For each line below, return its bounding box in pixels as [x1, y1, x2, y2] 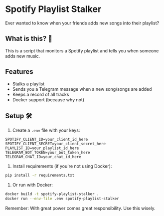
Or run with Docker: [12, 182, 53, 188]
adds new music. [5, 53, 40, 59]
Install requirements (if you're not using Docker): [12, 163, 112, 169]
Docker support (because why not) [12, 96, 85, 103]
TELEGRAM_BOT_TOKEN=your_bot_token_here [5, 150, 91, 155]
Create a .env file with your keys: [12, 127, 80, 133]
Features [5, 67, 33, 76]
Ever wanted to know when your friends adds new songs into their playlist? [5, 20, 160, 26]
